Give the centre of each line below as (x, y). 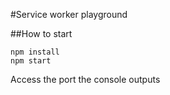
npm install (35, 52)
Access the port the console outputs (85, 79)
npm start (31, 61)
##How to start (41, 33)
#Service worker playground (69, 14)
